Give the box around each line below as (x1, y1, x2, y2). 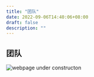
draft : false (6, 19, 38, 25)
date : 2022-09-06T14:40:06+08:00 (6, 14, 89, 20)
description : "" (6, 25, 46, 31)
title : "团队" (6, 8, 40, 15)
